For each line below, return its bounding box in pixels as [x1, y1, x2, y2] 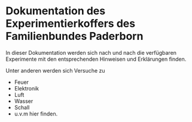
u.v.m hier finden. [14, 110, 58, 117]
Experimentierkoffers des [5, 17, 136, 30]
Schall [14, 104, 30, 111]
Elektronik [14, 85, 39, 92]
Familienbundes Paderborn [5, 30, 144, 43]
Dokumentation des [5, 4, 106, 18]
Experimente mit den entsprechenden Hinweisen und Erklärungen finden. [5, 55, 187, 62]
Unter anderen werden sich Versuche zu [5, 67, 105, 74]
